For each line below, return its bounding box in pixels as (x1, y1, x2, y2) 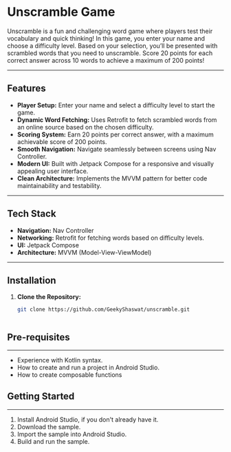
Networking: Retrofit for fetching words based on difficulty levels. (16, 234, 205, 242)
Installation (7, 274, 56, 286)
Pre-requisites (7, 331, 70, 343)
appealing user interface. (16, 167, 89, 175)
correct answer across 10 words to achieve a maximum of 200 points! (7, 56, 205, 64)
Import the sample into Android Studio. (16, 430, 127, 438)
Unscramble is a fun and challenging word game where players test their (7, 27, 213, 35)
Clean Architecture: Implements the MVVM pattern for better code (16, 174, 208, 183)
